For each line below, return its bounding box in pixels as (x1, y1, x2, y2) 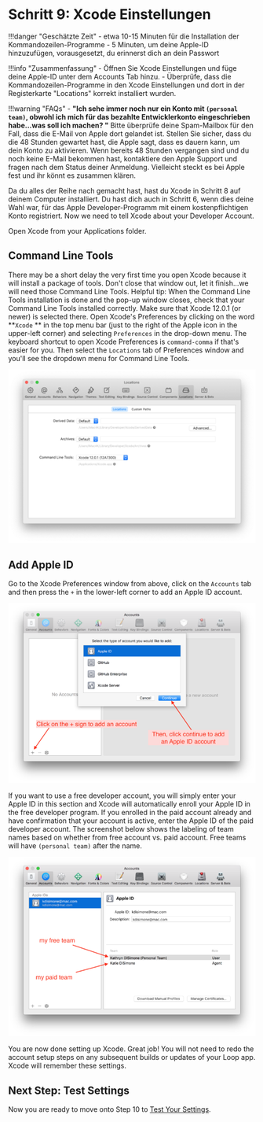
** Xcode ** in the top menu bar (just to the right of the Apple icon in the (8, 320, 238, 330)
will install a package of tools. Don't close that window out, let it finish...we (8, 278, 249, 288)
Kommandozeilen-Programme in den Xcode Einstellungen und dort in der (8, 80, 245, 90)
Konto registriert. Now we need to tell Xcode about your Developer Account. (8, 211, 255, 220)
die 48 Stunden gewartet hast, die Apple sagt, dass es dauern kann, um (8, 137, 240, 146)
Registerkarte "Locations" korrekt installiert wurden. (8, 88, 177, 98)
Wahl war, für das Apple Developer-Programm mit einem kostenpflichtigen (8, 202, 249, 212)
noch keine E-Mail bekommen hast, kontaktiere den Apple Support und (8, 153, 238, 163)
